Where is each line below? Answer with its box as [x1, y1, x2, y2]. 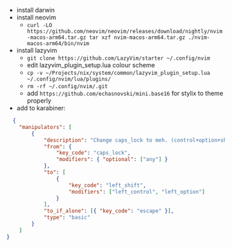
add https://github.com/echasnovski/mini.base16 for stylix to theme [26, 90, 224, 97]
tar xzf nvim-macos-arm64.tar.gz [89, 34, 186, 41]
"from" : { [43, 143, 72, 150]
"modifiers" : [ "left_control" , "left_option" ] [68, 188, 206, 195]
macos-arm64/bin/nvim [26, 40, 89, 47]
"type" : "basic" [43, 214, 91, 221]
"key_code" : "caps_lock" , [55, 149, 131, 157]
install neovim [16, 13, 57, 22]
